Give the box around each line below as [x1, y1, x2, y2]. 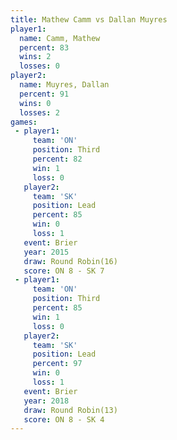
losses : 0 [19, 61, 60, 71]
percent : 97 [32, 359, 83, 369]
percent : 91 [19, 89, 70, 99]
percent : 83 [19, 42, 70, 53]
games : [10, 117, 38, 127]
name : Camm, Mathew [19, 33, 101, 43]
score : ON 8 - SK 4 [23, 414, 105, 425]
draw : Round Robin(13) [23, 405, 118, 415]
